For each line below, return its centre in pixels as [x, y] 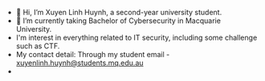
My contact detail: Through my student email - [93, 54]
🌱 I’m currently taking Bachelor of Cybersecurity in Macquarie [118, 21]
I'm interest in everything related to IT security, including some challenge [137, 37]
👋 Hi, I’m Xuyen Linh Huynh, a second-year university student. [119, 12]
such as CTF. [38, 46]
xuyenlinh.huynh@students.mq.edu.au [79, 63]
